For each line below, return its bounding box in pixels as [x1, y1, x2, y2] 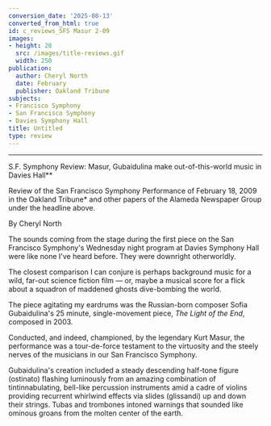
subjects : [8, 94, 42, 102]
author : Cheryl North [15, 72, 89, 80]
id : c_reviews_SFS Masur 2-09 [8, 27, 110, 35]
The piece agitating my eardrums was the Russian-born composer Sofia [8, 299, 248, 309]
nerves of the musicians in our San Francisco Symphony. [8, 349, 198, 359]
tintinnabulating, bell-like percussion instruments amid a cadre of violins [8, 382, 248, 392]
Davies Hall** [8, 170, 53, 180]
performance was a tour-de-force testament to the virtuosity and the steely [8, 340, 259, 351]
